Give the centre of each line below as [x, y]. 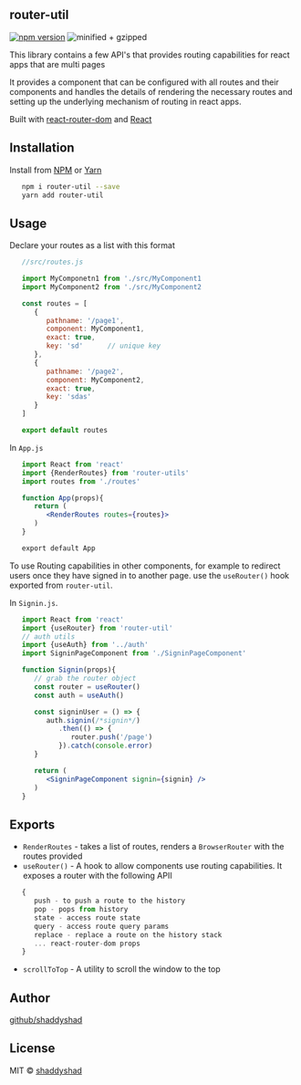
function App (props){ [62, 498]
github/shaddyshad [46, 1020]
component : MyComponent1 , [95, 329]
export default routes [64, 431]
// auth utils [48, 636]
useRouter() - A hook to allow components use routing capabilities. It [152, 866]
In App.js [26, 447]
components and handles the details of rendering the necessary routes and [151, 91]
